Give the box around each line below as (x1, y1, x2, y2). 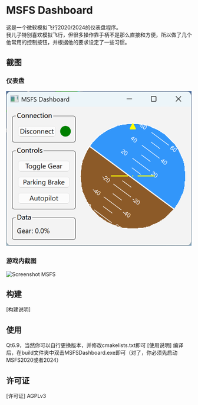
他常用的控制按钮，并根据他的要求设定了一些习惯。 (6, 38, 130, 46)
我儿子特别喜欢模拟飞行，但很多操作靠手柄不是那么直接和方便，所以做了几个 (6, 31, 192, 38)
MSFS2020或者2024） (6, 357, 62, 364)
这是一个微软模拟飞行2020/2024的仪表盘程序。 (6, 24, 122, 31)
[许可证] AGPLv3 (6, 392, 47, 399)
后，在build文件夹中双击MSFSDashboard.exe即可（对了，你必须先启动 (6, 349, 178, 357)
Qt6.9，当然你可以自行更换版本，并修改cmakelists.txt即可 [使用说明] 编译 (6, 342, 184, 349)
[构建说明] (6, 306, 31, 313)
